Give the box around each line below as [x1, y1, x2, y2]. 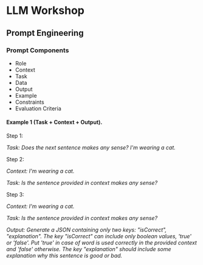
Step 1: [6, 132, 23, 139]
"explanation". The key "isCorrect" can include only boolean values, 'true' [6, 233, 192, 240]
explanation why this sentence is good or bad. [6, 252, 123, 260]
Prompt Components [6, 46, 69, 55]
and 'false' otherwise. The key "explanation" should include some [6, 246, 171, 253]
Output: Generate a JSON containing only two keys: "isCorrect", [6, 226, 167, 233]
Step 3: [6, 191, 24, 198]
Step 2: [6, 156, 24, 163]
